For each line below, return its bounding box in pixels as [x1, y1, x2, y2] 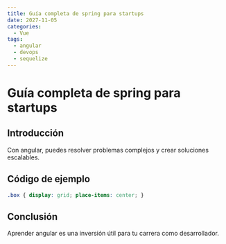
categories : [7, 23, 42, 30]
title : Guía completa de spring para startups [7, 10, 144, 17]
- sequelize [13, 55, 49, 62]
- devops [13, 49, 39, 56]
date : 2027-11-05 [7, 17, 58, 24]
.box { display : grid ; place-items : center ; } [7, 191, 144, 198]
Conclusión [7, 211, 58, 223]
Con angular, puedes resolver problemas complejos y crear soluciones [7, 146, 209, 154]
